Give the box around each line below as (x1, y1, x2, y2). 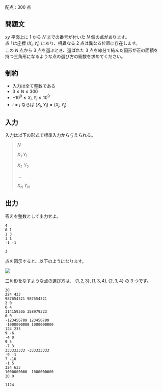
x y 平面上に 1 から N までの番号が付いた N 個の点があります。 (5, 34, 130, 40)
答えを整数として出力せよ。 (5, 213, 61, 219)
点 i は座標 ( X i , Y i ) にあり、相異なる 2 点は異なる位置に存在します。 (5, 40, 140, 47)
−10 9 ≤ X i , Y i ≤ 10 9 (12, 94, 50, 102)
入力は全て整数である (12, 83, 55, 89)
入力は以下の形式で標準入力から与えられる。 (5, 132, 96, 138)
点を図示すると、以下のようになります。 (5, 258, 87, 264)
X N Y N (17, 182, 30, 189)
